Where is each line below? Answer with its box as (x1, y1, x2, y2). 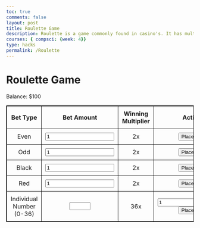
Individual (11, 195, 38, 203)
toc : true (6, 8, 31, 15)
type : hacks (6, 42, 36, 48)
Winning (123, 110, 149, 118)
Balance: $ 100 (6, 93, 42, 100)
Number (12, 202, 36, 210)
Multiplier (121, 117, 150, 125)
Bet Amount (62, 113, 98, 121)
